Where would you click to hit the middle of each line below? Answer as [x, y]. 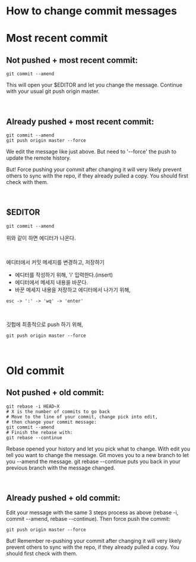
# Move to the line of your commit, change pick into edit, [82, 417]
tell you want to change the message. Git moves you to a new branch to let [97, 455]
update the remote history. [39, 158]
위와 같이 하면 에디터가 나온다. [41, 238]
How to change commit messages [91, 11]
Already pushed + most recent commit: [80, 121]
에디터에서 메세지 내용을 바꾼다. [51, 282]
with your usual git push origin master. [53, 91]
